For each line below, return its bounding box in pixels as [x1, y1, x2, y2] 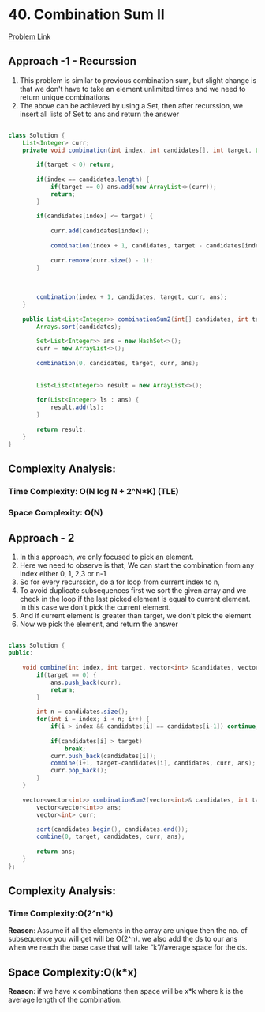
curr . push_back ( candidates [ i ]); [50, 752, 157, 760]
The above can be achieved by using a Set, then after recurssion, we [19, 100, 244, 110]
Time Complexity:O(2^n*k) [8, 908, 114, 919]
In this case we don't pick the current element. [19, 602, 171, 612]
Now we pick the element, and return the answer [19, 619, 179, 629]
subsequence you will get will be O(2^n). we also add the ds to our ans [8, 935, 238, 944]
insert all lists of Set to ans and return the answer [19, 109, 180, 119]
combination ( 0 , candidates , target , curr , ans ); [36, 359, 200, 367]
